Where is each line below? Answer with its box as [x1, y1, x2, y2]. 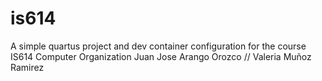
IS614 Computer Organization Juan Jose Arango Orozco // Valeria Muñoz [10, 50, 312, 62]
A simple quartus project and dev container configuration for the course [10, 40, 307, 52]
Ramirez [10, 61, 45, 73]
